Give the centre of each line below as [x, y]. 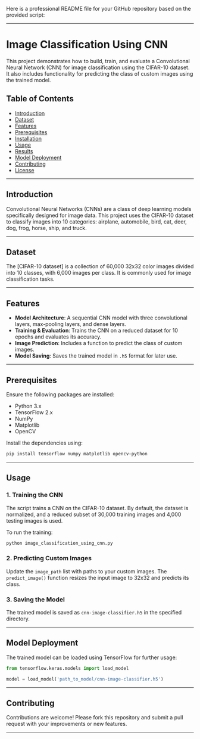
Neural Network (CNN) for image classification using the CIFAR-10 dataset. [98, 67]
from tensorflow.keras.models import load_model [68, 668]
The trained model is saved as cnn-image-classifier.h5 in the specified [94, 613]
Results [24, 151]
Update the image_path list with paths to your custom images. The [87, 571]
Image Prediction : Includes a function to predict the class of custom [99, 343]
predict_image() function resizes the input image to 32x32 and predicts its [98, 577]
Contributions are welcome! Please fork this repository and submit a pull [95, 718]
